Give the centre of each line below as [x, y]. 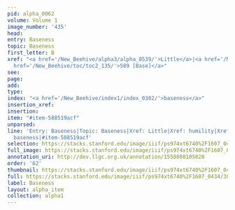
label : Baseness [31, 183]
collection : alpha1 [36, 196]
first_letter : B [31, 53]
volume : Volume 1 [33, 20]
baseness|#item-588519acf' [53, 137]
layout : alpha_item [36, 190]
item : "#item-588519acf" [43, 118]
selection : [23, 144]
